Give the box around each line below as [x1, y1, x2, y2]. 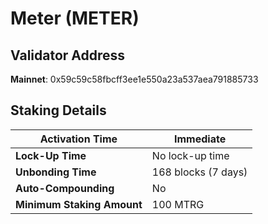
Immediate [174, 132, 227, 146]
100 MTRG [151, 197, 205, 211]
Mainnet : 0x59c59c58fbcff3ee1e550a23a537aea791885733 [10, 73, 259, 85]
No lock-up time [151, 148, 230, 162]
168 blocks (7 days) [151, 165, 248, 179]
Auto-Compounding [15, 181, 115, 195]
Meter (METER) [10, 7, 140, 30]
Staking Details [10, 102, 107, 119]
